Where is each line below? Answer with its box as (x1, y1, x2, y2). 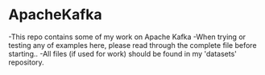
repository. (8, 57, 44, 67)
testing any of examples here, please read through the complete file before (8, 40, 257, 49)
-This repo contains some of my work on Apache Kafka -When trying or (8, 32, 246, 41)
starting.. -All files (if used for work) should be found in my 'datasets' (8, 49, 238, 58)
